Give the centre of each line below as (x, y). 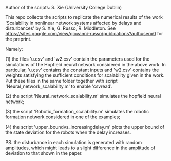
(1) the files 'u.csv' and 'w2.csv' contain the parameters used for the (78, 59)
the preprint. (18, 39)
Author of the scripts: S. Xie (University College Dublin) (64, 7)
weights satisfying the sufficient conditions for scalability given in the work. (85, 75)
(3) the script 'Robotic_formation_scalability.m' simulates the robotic (77, 112)
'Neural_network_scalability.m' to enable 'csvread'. (59, 86)
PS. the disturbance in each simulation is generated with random (74, 142)
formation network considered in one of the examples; (63, 117)
